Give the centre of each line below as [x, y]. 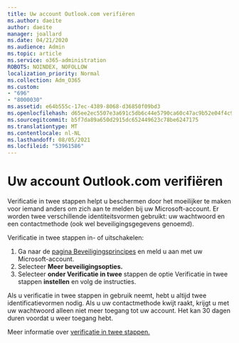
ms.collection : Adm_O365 [44, 80]
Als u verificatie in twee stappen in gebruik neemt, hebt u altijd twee [107, 295]
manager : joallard [34, 34]
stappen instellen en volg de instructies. [77, 282]
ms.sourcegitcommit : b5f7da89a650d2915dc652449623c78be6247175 [103, 120]
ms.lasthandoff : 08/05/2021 [49, 139]
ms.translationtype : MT [43, 126]
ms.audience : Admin [36, 47]
